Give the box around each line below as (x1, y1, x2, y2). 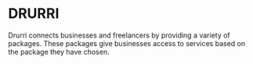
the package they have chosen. (8, 47, 110, 56)
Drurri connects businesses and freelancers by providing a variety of (8, 30, 231, 40)
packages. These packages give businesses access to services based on (8, 38, 245, 48)
